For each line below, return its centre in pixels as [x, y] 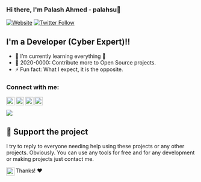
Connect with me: [33, 87]
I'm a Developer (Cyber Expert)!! [68, 42]
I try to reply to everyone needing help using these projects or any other [95, 146]
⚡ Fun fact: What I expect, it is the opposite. [69, 69]
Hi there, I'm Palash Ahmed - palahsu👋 [64, 10]
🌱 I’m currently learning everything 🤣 [60, 56]
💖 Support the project [47, 132]
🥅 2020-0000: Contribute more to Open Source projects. [85, 63]
